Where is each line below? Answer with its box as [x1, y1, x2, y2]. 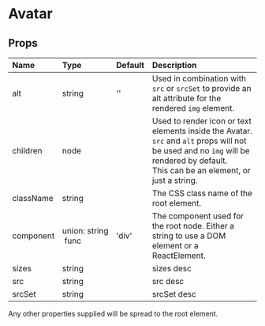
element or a [151, 241, 199, 251]
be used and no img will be [151, 146, 250, 156]
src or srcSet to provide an [151, 83, 252, 93]
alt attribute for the [151, 93, 222, 104]
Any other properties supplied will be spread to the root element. [8, 309, 218, 318]
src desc [151, 276, 185, 286]
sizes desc [151, 263, 192, 274]
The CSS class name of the [151, 188, 252, 199]
